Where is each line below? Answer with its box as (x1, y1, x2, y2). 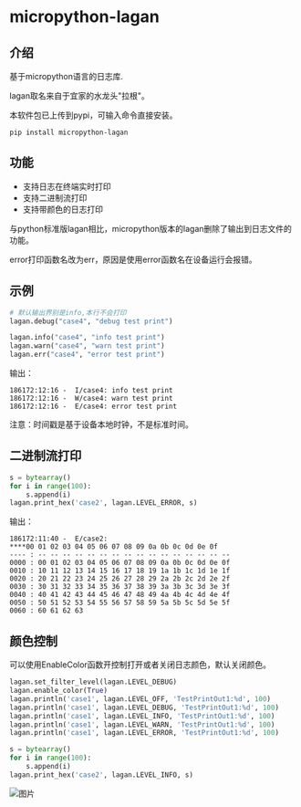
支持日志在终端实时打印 (22, 181, 111, 192)
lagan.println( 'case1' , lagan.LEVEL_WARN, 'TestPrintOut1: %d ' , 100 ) (9, 719, 275, 729)
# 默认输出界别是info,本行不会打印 (9, 308, 127, 317)
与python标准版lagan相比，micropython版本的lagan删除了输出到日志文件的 (9, 223, 292, 234)
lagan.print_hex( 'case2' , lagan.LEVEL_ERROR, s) (9, 498, 198, 508)
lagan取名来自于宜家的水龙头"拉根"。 (9, 90, 150, 101)
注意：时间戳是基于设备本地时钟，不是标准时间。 (9, 419, 193, 430)
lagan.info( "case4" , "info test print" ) (9, 333, 166, 342)
